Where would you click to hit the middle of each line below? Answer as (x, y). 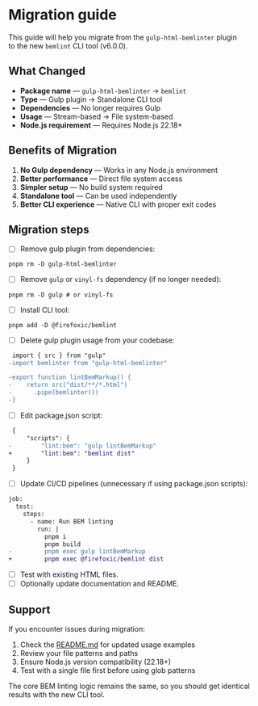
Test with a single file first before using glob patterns (108, 670)
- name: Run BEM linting (71, 521)
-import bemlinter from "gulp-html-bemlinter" (88, 363)
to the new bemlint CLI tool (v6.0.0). (68, 45)
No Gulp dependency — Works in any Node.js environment (119, 170)
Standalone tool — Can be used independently (98, 195)
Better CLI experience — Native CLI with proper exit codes (118, 204)
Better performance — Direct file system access (101, 179)
